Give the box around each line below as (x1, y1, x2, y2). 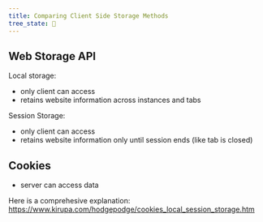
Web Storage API (8, 49, 96, 63)
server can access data (19, 180, 99, 190)
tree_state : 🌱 (8, 19, 57, 28)
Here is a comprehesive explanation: (8, 196, 131, 206)
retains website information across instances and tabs (19, 95, 201, 105)
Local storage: (8, 70, 57, 81)
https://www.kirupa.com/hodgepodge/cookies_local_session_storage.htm (8, 204, 256, 215)
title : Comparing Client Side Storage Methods (8, 11, 169, 20)
